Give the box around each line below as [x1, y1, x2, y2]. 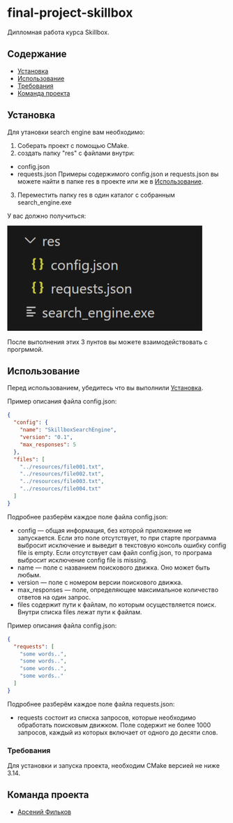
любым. [17, 570, 42, 579]
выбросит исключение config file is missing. [17, 556, 148, 564]
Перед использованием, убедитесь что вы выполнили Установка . [7, 384, 204, 392]
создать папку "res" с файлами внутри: [17, 149, 135, 157]
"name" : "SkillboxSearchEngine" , [20, 427, 117, 433]
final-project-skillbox [7, 5, 133, 21]
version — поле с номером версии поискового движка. [17, 578, 183, 586]
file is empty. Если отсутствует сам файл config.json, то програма [17, 548, 213, 556]
